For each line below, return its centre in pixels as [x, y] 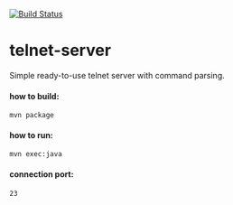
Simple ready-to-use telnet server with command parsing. [117, 75]
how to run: [32, 135]
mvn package [32, 116]
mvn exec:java [36, 154]
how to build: [34, 96]
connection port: [42, 174]
